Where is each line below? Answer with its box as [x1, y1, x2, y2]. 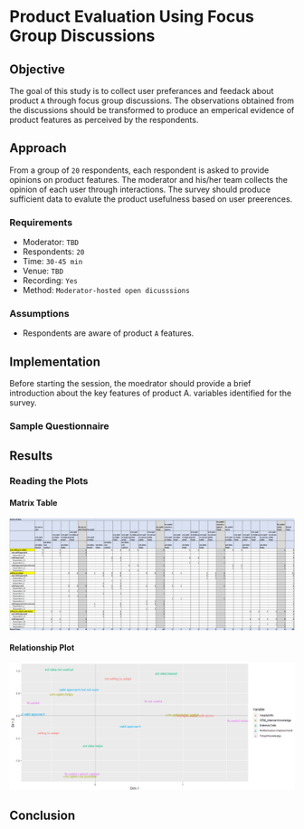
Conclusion [9, 808, 76, 824]
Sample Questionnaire [9, 420, 110, 433]
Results [9, 448, 53, 463]
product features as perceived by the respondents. [9, 115, 199, 125]
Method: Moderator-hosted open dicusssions [22, 285, 190, 296]
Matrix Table [9, 498, 58, 509]
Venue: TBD [22, 265, 64, 277]
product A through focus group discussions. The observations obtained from [9, 95, 294, 106]
